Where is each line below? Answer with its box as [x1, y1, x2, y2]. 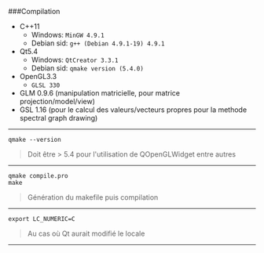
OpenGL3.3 [19, 72, 57, 81]
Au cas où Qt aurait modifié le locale [27, 229, 145, 238]
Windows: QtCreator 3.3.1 [31, 55, 119, 64]
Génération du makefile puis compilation [27, 193, 159, 202]
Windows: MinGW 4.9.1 [31, 31, 104, 39]
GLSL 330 [31, 81, 60, 89]
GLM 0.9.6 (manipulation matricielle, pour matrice [19, 89, 181, 97]
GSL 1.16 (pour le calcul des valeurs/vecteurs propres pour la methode [19, 105, 247, 114]
